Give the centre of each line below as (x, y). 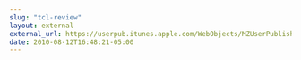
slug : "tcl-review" (46, 17)
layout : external (42, 26)
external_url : (36, 34)
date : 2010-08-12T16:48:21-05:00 (72, 42)
